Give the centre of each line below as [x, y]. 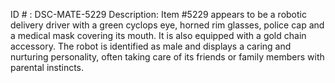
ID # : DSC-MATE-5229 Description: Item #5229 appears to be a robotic [158, 14]
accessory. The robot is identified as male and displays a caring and [151, 46]
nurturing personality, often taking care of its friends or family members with [167, 57]
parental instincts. [47, 67]
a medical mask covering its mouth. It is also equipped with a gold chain [158, 35]
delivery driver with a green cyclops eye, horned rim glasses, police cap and [167, 25]
